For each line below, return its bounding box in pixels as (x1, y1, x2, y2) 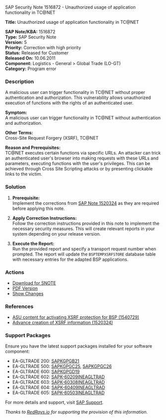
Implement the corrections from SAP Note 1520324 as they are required (12, 200, 160, 206)
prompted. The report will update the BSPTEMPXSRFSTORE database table (12, 251, 156, 257)
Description (5, 78, 34, 85)
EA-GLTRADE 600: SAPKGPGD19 (12, 369, 80, 375)
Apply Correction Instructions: (12, 215, 77, 221)
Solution (5, 183, 26, 190)
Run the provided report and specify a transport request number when (12, 246, 156, 252)
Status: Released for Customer (5, 50, 69, 56)
